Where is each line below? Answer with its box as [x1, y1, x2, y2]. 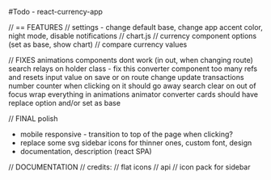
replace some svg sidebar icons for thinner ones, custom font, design [19, 138, 252, 148]
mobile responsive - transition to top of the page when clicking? [19, 129, 233, 139]
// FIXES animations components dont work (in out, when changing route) [8, 56, 253, 65]
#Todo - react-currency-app [8, 7, 104, 16]
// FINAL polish [8, 114, 58, 123]
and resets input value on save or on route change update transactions [8, 73, 244, 82]
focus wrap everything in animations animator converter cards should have [8, 90, 259, 99]
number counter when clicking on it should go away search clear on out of [8, 81, 256, 90]
